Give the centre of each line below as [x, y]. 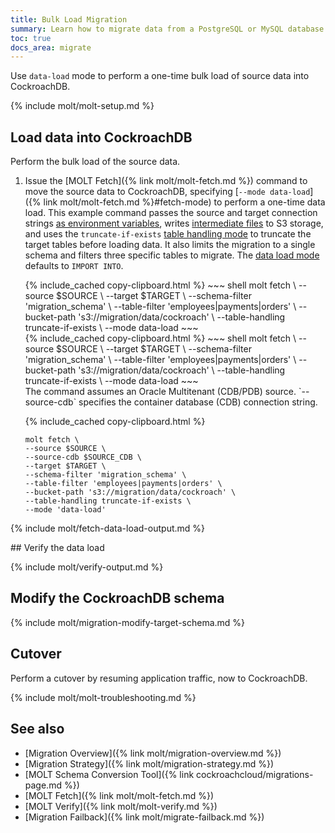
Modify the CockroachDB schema [117, 598]
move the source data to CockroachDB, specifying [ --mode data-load [167, 192]
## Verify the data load [57, 548]
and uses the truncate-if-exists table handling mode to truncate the [168, 234]
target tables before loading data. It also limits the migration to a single [170, 245]
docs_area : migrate [51, 47]
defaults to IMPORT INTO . [74, 266]
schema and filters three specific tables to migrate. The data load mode [172, 255]
